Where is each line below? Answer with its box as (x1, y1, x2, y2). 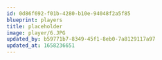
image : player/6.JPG (6, 29, 66, 37)
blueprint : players (6, 17, 63, 23)
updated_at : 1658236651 (6, 42, 75, 49)
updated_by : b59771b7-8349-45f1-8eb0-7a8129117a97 (6, 36, 156, 43)
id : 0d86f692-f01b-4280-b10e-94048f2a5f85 (6, 10, 131, 17)
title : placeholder (6, 23, 63, 30)
